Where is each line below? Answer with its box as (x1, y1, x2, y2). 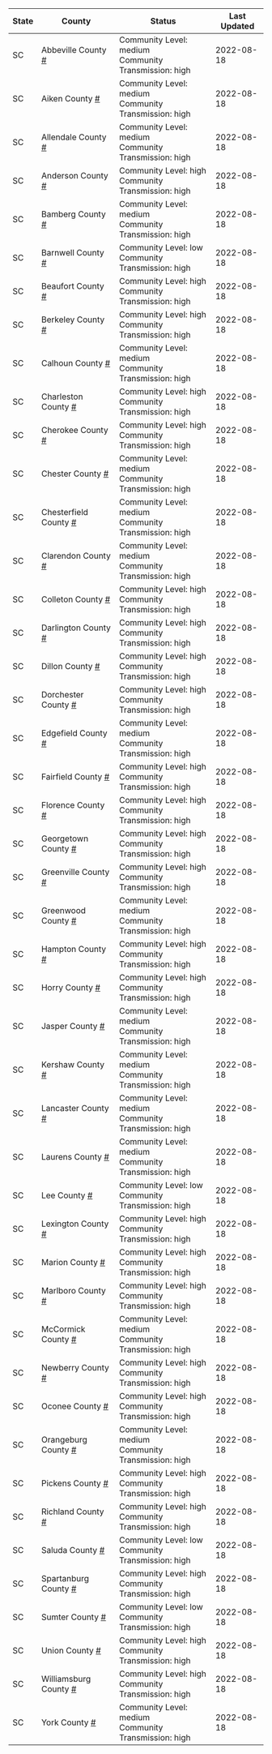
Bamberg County (40, 208, 107, 220)
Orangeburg (40, 1435, 87, 1445)
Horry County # (40, 982, 101, 993)
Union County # (40, 1645, 101, 1656)
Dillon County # (40, 661, 100, 671)
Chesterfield (40, 507, 89, 517)
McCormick (40, 1323, 86, 1335)
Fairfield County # (40, 771, 110, 782)
